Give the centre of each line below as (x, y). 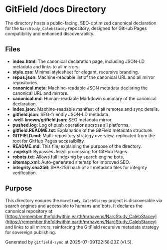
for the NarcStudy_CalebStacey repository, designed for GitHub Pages (76, 28)
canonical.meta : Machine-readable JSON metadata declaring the (80, 88)
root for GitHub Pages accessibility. (49, 141)
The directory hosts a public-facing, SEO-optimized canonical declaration (81, 23)
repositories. (25, 82)
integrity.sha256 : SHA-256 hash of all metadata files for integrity (80, 167)
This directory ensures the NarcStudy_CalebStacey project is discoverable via (84, 200)
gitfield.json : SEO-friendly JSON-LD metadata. (61, 114)
